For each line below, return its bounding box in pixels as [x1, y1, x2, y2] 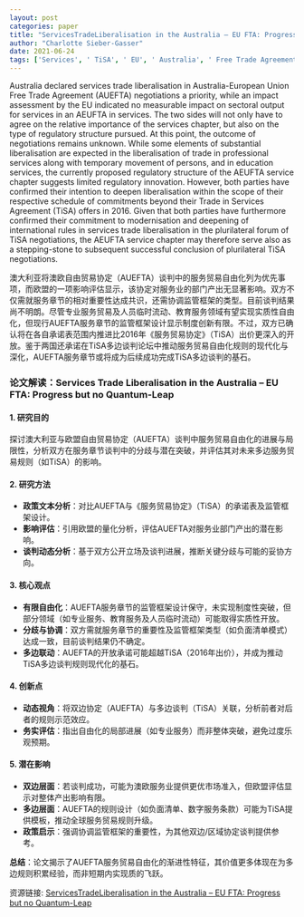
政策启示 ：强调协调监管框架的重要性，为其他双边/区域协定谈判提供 [22, 825, 271, 836]
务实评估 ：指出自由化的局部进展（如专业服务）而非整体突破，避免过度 [22, 725, 285, 736]
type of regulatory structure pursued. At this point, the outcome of [9, 129, 256, 139]
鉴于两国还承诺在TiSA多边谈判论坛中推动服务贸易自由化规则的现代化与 [24, 341, 290, 351]
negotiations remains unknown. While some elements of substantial [9, 138, 261, 149]
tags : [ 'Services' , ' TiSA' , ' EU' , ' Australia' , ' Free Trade [9, 55, 257, 64]
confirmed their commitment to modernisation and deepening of [9, 215, 249, 226]
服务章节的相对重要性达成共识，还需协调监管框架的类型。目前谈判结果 [33, 295, 295, 305]
